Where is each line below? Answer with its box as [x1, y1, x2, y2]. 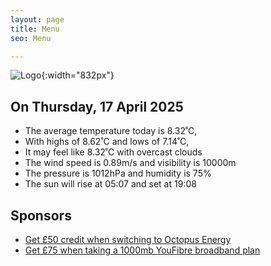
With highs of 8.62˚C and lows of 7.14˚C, [24, 136, 190, 148]
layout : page [10, 14, 65, 25]
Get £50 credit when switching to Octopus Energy [24, 234, 232, 245]
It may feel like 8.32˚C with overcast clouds [24, 146, 203, 158]
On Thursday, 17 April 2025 [10, 98, 184, 115]
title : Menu [10, 24, 60, 34]
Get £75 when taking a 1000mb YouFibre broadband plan [24, 244, 261, 256]
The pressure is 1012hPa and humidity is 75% [24, 167, 212, 180]
